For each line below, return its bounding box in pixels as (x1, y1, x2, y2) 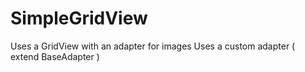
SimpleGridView (10, 7, 148, 30)
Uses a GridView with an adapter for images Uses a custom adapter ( (10, 40, 296, 52)
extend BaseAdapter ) (10, 50, 100, 62)
